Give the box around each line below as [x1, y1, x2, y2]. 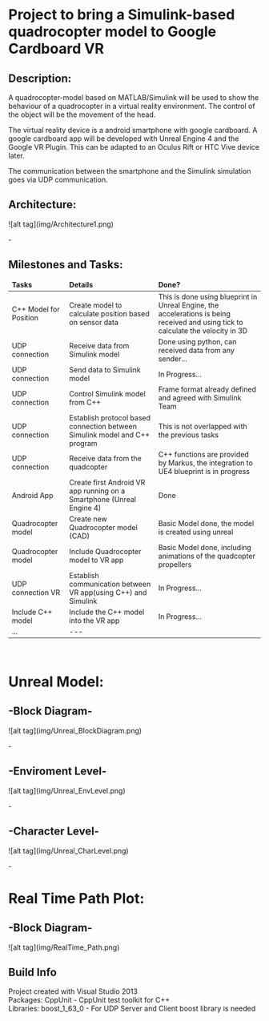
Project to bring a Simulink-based [8, 6, 235, 24]
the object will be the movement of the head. [8, 110, 156, 119]
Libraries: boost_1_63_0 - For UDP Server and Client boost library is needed [8, 1003, 256, 1014]
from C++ [69, 397, 102, 407]
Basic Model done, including [158, 542, 252, 552]
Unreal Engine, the [158, 300, 219, 310]
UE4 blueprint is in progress [158, 466, 251, 476]
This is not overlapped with [158, 421, 247, 431]
